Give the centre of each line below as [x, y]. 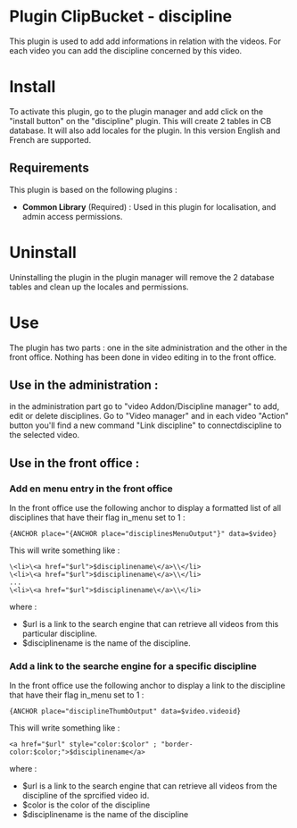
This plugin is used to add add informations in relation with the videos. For [145, 41]
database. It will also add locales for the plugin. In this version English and [145, 130]
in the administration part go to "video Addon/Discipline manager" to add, [144, 406]
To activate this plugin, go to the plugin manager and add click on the [136, 111]
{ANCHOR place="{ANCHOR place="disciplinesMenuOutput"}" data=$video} [143, 534]
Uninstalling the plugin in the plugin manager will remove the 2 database [142, 277]
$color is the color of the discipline [86, 805]
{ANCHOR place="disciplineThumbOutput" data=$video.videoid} [125, 712]
